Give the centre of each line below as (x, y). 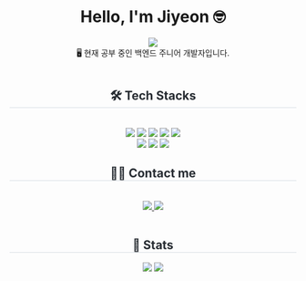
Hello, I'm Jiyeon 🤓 (153, 17)
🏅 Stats (153, 245)
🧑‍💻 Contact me (153, 174)
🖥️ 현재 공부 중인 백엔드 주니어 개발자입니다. (153, 53)
